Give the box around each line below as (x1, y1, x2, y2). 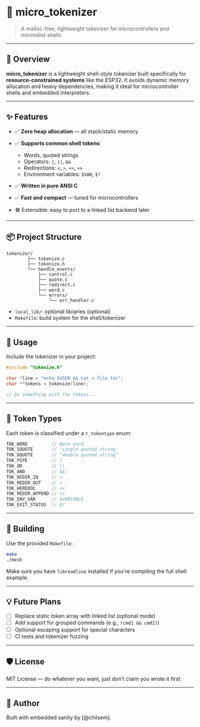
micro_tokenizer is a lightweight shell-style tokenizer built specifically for (6, 70, 186, 77)
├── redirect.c (37, 282, 76, 288)
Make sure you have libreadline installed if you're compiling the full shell (6, 567, 187, 575)
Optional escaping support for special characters (14, 626, 136, 633)
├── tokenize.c (27, 256, 65, 262)
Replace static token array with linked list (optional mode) (14, 613, 156, 620)
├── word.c (37, 287, 65, 294)
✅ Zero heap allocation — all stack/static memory (14, 127, 139, 135)
